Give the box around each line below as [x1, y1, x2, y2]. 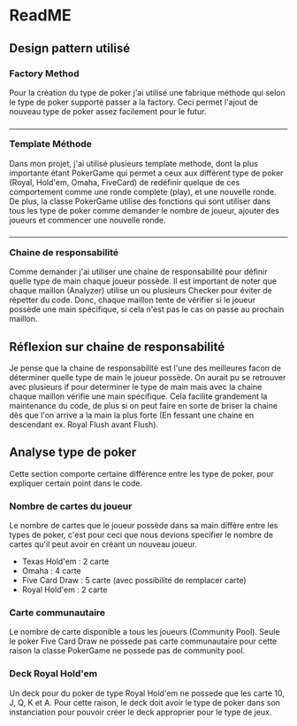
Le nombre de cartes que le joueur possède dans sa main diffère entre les [9, 520, 278, 531]
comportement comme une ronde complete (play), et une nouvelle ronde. [9, 186, 277, 197]
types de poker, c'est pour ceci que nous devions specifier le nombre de [9, 529, 274, 541]
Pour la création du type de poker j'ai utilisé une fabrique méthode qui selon [9, 87, 286, 98]
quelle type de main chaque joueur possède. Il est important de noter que [9, 276, 277, 286]
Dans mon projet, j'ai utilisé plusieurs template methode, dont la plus [9, 158, 259, 168]
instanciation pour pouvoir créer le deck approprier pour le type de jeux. [9, 706, 272, 717]
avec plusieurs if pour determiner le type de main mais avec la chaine [9, 382, 263, 393]
